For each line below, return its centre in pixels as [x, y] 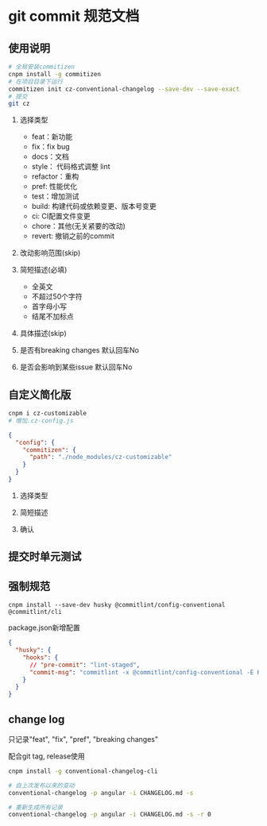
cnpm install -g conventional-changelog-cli [83, 771]
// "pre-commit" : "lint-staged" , [85, 665]
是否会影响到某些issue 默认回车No [76, 367]
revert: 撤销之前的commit [73, 236]
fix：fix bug [50, 147]
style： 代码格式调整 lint [71, 167]
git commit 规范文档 [74, 16]
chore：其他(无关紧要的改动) [78, 226]
